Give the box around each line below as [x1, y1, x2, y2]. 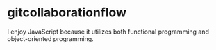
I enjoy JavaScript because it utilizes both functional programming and [7, 27, 210, 36]
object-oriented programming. [7, 34, 94, 42]
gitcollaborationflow [7, 5, 127, 21]
